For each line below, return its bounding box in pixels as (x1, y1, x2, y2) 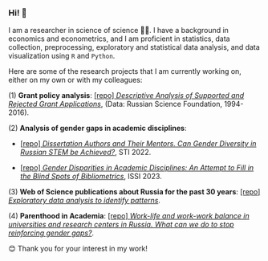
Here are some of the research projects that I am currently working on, (8, 67, 242, 76)
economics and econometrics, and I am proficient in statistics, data (8, 34, 230, 43)
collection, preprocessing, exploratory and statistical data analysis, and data (8, 43, 261, 52)
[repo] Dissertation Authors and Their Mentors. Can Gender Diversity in (19, 139, 257, 149)
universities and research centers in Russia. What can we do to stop (8, 220, 234, 230)
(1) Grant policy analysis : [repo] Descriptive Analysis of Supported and (8, 91, 245, 100)
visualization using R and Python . (8, 51, 116, 61)
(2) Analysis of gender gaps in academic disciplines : (8, 124, 187, 133)
